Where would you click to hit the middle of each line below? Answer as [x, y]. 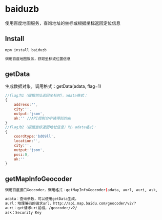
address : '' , [26, 105]
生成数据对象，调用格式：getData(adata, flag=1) [53, 86]
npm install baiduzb [26, 50]
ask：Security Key [23, 212]
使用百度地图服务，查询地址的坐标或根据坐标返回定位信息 [63, 23]
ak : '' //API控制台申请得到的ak [43, 118]
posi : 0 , [21, 155]
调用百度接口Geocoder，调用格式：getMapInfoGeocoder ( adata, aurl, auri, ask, [81, 190]
